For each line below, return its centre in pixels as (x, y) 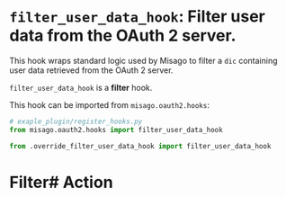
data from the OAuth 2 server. (123, 36)
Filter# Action (62, 182)
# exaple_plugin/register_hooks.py (76, 121)
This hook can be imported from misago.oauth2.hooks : (109, 104)
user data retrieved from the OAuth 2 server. (91, 70)
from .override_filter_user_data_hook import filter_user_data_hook (140, 146)
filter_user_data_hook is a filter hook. (81, 87)
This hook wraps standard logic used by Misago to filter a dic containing (143, 60)
